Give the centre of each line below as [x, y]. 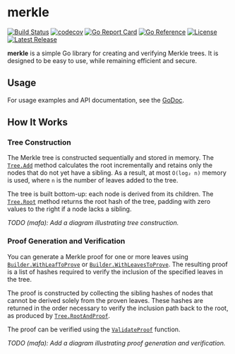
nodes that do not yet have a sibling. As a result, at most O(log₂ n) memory [117, 173]
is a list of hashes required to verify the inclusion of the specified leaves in [115, 272]
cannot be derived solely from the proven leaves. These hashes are [105, 300]
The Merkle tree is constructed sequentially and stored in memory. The [110, 158]
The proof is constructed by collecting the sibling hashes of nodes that [110, 293]
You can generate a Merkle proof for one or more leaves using [98, 256]
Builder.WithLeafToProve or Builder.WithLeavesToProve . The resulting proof [117, 264]
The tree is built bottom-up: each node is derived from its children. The [110, 194]
